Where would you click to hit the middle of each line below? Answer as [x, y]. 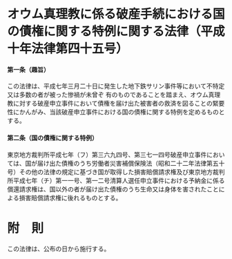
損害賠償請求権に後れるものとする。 [70, 198]
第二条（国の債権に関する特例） [52, 137]
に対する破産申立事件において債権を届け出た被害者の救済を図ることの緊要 [119, 104]
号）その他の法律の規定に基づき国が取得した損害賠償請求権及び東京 [104, 172]
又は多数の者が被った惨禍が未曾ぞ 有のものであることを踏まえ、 [99, 95]
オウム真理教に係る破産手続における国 [116, 14]
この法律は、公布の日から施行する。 [59, 249]
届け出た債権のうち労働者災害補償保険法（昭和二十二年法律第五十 [131, 163]
